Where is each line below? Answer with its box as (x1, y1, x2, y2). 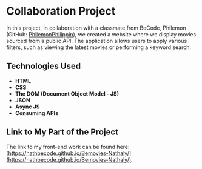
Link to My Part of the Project (6, 127, 118, 138)
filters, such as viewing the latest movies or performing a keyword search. (6, 44, 192, 51)
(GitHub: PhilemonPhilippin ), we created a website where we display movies (6, 30, 197, 38)
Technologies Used (6, 61, 81, 71)
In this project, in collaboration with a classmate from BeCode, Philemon (6, 24, 186, 31)
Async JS (15, 103, 40, 110)
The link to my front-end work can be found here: (6, 143, 130, 150)
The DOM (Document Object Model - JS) (15, 90, 120, 98)
